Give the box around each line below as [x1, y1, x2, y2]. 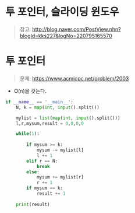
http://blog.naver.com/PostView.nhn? [32, 26, 121, 33]
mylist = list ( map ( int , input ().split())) [16, 115, 120, 121]
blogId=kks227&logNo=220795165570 [19, 32, 112, 39]
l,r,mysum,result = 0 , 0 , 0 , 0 [16, 120, 84, 126]
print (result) [16, 201, 50, 207]
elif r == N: [26, 158, 58, 164]
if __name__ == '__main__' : [5, 99, 74, 105]
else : [26, 169, 40, 175]
